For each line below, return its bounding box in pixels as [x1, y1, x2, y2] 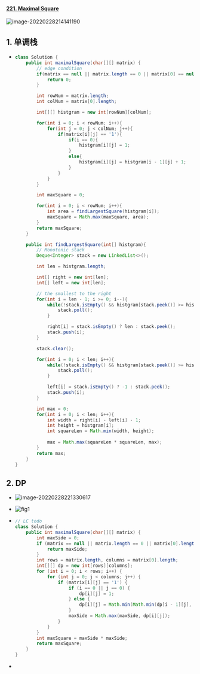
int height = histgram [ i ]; [47, 423, 115, 429]
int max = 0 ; [36, 406, 69, 412]
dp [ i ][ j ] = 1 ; [79, 590, 115, 597]
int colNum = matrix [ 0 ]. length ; [36, 99, 117, 105]
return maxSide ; [47, 546, 88, 552]
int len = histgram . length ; [36, 263, 106, 269]
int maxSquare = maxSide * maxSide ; [36, 635, 128, 641]
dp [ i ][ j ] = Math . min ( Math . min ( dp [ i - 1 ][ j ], [79, 602, 192, 608]
